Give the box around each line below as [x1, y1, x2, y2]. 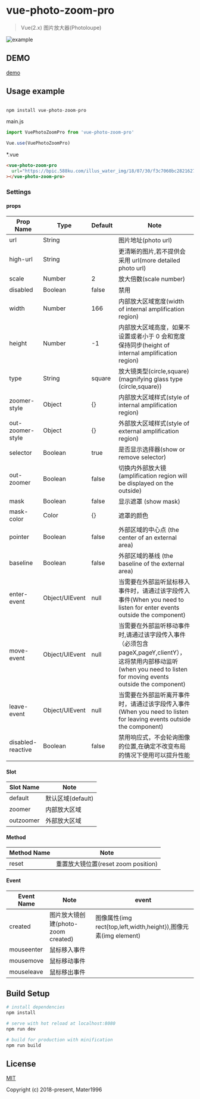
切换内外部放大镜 [118, 464, 167, 472]
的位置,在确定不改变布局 [118, 742, 186, 750]
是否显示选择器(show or [118, 445, 186, 453]
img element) [103, 931, 141, 939]
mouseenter [9, 945, 43, 953]
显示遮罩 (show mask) [118, 497, 180, 505]
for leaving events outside [118, 715, 191, 723]
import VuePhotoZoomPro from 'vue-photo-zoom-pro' [6, 129, 135, 136]
